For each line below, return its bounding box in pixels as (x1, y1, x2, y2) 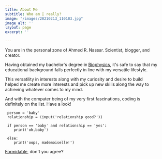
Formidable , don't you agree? (5, 149, 64, 154)
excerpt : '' (5, 30, 29, 34)
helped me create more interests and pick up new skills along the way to (5, 81, 149, 87)
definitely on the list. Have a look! (5, 101, 72, 107)
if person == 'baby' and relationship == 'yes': (7, 123, 107, 128)
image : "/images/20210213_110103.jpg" (5, 16, 83, 21)
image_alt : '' (5, 20, 34, 26)
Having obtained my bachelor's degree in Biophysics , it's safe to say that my (5, 62, 158, 67)
